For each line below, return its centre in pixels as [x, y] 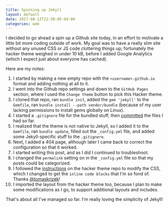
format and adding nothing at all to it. [51, 84]
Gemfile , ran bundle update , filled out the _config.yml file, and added [83, 131]
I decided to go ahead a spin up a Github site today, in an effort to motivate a [84, 38]
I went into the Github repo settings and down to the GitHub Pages [80, 89]
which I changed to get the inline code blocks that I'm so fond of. [81, 174]
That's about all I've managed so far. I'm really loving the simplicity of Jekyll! [84, 200]
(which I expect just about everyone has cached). [57, 59]
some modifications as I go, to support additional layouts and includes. [86, 190]
